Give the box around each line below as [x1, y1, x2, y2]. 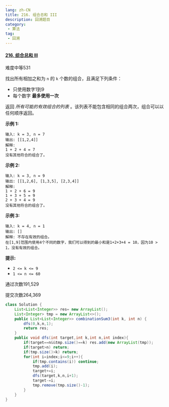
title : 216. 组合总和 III [5, 12, 58, 17]
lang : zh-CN [5, 7, 31, 13]
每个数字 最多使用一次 [12, 93, 59, 99]
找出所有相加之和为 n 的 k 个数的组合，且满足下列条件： [5, 75, 122, 82]
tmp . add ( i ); [32, 364, 58, 369]
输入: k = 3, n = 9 [5, 173, 45, 179]
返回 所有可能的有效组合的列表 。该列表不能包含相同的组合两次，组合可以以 [5, 104, 164, 110]
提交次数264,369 [5, 292, 41, 298]
